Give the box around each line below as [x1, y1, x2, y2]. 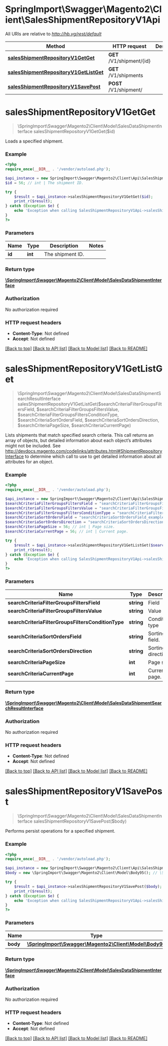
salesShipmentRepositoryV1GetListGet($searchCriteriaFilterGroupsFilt [17, 401, 162, 407]
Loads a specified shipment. [5, 138, 63, 144]
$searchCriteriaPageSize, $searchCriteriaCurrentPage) [17, 422, 131, 428]
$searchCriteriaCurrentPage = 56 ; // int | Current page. [5, 529, 128, 534]
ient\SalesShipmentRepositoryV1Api [5, 14, 160, 26]
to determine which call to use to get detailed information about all [24, 453, 161, 459]
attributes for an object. [5, 458, 54, 465]
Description [49, 242, 78, 249]
